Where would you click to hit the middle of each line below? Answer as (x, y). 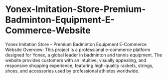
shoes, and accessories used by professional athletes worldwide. (72, 70)
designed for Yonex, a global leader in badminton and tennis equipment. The (84, 55)
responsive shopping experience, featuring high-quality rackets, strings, (79, 65)
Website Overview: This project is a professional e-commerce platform (78, 49)
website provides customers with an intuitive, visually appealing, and (76, 60)
